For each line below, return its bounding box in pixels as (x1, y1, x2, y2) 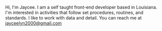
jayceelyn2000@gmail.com (5, 20, 62, 26)
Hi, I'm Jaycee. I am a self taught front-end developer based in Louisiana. (5, 4, 157, 10)
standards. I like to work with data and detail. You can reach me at (5, 15, 142, 20)
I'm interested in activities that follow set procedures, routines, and (5, 9, 143, 15)
